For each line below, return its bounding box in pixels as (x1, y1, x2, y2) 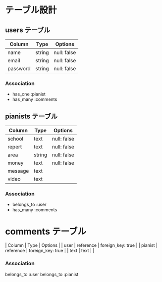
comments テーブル (5, 226, 87, 237)
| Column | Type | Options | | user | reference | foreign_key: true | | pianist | (5, 242, 158, 248)
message (7, 168, 29, 175)
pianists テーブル (5, 112, 58, 120)
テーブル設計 (5, 4, 57, 16)
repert (7, 143, 22, 150)
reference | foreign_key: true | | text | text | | (5, 248, 95, 254)
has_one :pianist (12, 91, 46, 97)
